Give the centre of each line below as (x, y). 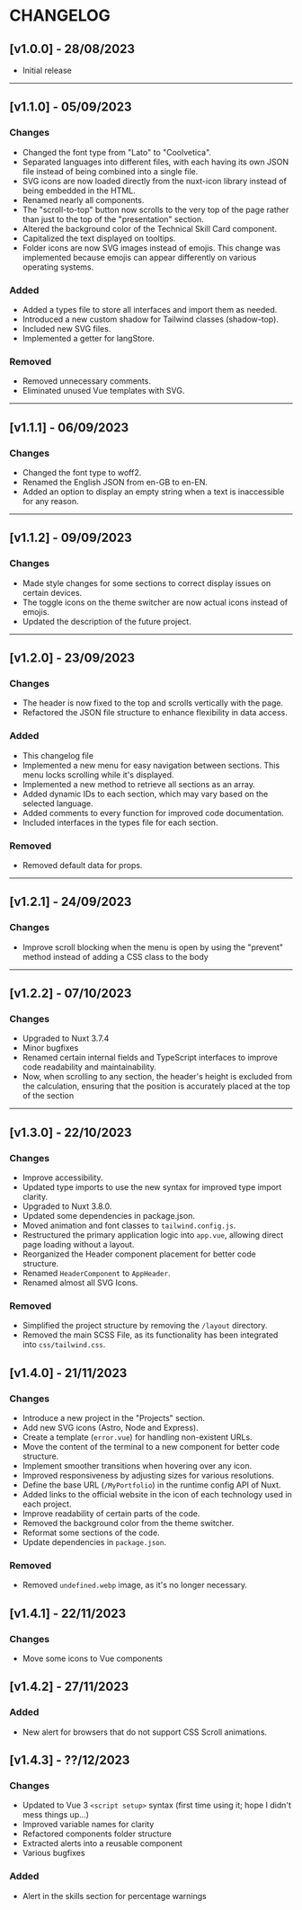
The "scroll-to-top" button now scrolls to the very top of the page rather (155, 209)
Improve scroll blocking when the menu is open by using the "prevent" (153, 947)
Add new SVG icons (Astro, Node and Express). (111, 1427)
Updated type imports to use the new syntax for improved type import (152, 1187)
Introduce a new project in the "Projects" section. (113, 1417)
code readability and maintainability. (89, 1067)
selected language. (58, 803)
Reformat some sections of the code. (91, 1532)
